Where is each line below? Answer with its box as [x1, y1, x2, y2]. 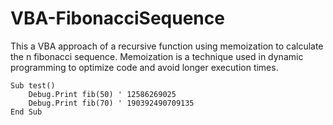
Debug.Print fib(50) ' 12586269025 [28, 89, 177, 99]
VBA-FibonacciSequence [10, 7, 225, 30]
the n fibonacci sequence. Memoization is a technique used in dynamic [10, 50, 304, 62]
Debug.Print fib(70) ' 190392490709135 [28, 98, 195, 108]
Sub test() [10, 80, 56, 91]
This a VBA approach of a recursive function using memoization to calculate [10, 40, 324, 52]
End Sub [10, 107, 43, 117]
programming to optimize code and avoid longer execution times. [10, 61, 279, 73]
